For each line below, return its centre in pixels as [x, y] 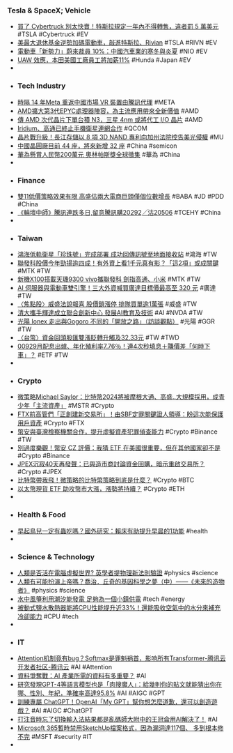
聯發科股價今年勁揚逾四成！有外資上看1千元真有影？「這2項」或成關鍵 [118, 263]
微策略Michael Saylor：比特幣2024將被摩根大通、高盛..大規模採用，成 [118, 397]
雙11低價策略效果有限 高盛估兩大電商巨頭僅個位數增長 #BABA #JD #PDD [121, 196]
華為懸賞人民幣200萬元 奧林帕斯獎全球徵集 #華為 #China [99, 154]
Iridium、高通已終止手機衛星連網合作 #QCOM [82, 128]
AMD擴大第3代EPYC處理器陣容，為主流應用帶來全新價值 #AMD [108, 111]
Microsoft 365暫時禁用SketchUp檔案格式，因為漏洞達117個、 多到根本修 [120, 728]
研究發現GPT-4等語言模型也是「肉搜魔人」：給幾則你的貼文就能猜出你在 [120, 685]
